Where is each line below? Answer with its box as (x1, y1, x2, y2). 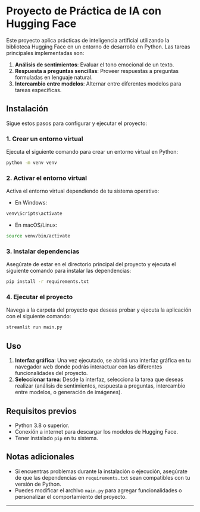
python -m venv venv (6, 160, 58, 166)
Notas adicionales (6, 452, 74, 462)
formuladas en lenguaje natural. (14, 74, 93, 81)
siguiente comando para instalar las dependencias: (6, 267, 132, 275)
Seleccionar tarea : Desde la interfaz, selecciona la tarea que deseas (14, 376, 183, 383)
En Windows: (14, 199, 48, 206)
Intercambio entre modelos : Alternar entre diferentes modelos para (14, 80, 182, 87)
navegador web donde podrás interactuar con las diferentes (14, 363, 162, 370)
